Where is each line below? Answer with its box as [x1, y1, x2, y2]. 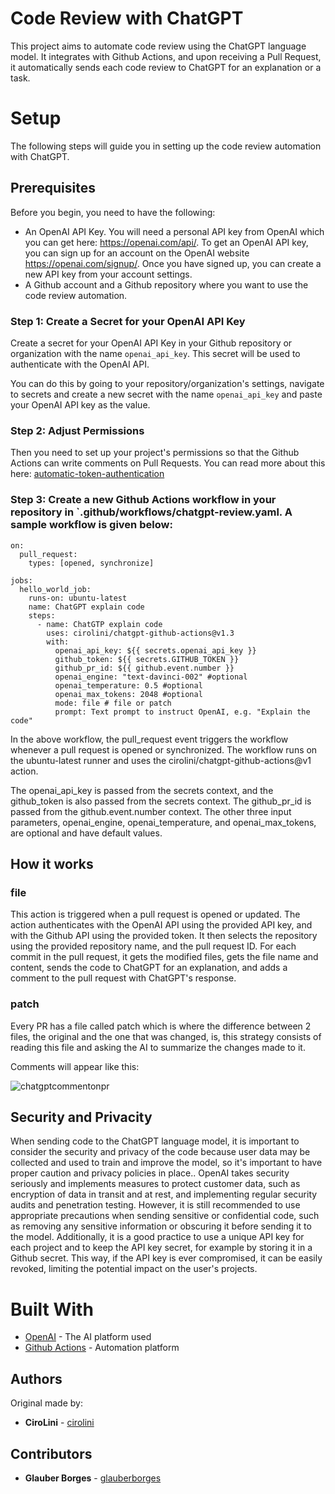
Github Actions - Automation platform [24, 1342, 180, 1354]
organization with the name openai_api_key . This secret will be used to [10, 347, 301, 359]
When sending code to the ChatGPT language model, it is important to [10, 1135, 300, 1147]
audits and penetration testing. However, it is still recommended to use [10, 1199, 301, 1211]
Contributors [10, 1445, 93, 1462]
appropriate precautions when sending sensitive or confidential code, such [10, 1210, 320, 1222]
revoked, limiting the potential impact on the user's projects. [10, 1263, 258, 1275]
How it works [10, 855, 94, 872]
